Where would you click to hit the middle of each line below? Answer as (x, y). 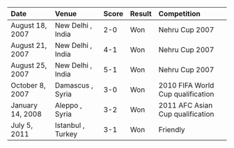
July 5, (22, 125)
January (24, 105)
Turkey (66, 134)
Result (141, 14)
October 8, (29, 85)
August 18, (29, 25)
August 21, (29, 46)
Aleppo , (68, 105)
